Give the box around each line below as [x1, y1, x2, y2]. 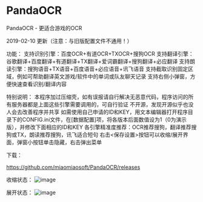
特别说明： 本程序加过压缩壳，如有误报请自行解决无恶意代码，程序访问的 [6, 93, 188, 100]
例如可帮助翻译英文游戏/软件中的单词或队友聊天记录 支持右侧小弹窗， [16, 73, 190, 80]
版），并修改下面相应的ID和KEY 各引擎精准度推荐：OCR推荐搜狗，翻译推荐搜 [6, 123, 197, 131]
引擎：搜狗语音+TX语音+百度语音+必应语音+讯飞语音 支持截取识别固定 [11, 65, 188, 73]
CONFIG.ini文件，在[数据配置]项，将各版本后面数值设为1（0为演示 [22, 116, 187, 123]
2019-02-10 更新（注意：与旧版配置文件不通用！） [6, 37, 133, 44]
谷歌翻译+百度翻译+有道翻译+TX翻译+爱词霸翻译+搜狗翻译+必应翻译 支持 [6, 57, 190, 65]
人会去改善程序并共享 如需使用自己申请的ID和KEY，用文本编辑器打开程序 [6, 108, 188, 116]
